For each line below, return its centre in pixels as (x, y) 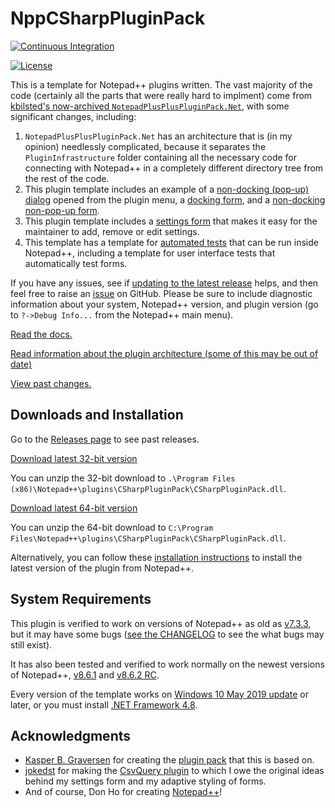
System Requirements (81, 599)
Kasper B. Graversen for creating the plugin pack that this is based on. (169, 760)
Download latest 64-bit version (74, 508)
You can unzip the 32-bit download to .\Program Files (123, 478)
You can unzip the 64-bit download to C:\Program (112, 527)
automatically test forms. (76, 263)
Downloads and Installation (97, 415)
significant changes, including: (73, 116)
